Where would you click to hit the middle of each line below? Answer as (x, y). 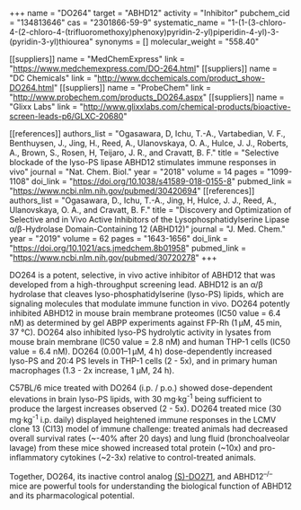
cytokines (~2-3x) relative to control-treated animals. (158, 458)
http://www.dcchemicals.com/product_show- (181, 78)
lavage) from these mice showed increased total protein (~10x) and (133, 448)
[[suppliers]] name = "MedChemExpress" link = (97, 59)
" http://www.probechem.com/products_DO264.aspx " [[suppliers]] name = (147, 97)
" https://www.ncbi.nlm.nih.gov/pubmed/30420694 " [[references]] (132, 191)
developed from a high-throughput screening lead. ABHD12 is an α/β (136, 285)
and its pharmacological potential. (72, 495)
